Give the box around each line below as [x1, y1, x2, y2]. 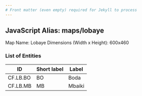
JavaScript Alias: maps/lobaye [5, 26, 104, 35]
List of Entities [5, 52, 42, 59]
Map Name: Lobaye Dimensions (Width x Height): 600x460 [5, 40, 129, 46]
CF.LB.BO [8, 74, 31, 81]
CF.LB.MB [8, 82, 32, 89]
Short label [36, 66, 63, 73]
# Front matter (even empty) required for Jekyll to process [5, 7, 137, 13]
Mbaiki [68, 82, 85, 89]
